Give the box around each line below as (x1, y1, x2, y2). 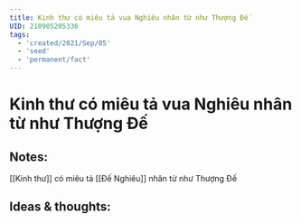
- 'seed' (17, 47, 51, 56)
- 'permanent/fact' (17, 55, 91, 64)
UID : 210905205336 (9, 22, 79, 31)
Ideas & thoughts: (9, 200, 111, 215)
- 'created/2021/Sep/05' (17, 38, 111, 48)
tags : (9, 30, 30, 39)
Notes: (9, 149, 48, 164)
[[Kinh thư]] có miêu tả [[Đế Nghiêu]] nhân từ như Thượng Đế (9, 173, 238, 183)
